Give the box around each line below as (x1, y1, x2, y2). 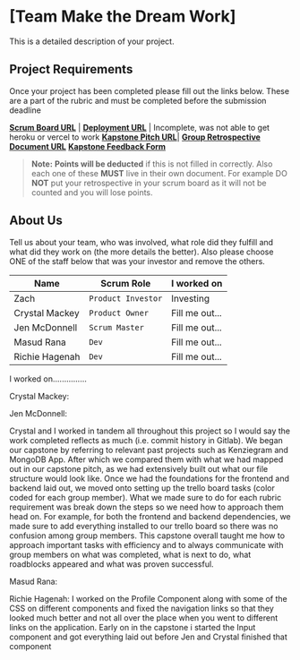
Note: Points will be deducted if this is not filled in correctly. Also (30, 159, 273, 169)
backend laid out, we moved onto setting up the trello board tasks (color (9, 482, 276, 493)
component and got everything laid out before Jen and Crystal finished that (9, 631, 288, 642)
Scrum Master (89, 322, 145, 332)
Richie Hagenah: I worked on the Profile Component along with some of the (9, 593, 288, 604)
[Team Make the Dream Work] (9, 6, 236, 27)
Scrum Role (100, 277, 151, 289)
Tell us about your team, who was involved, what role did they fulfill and (9, 236, 274, 247)
